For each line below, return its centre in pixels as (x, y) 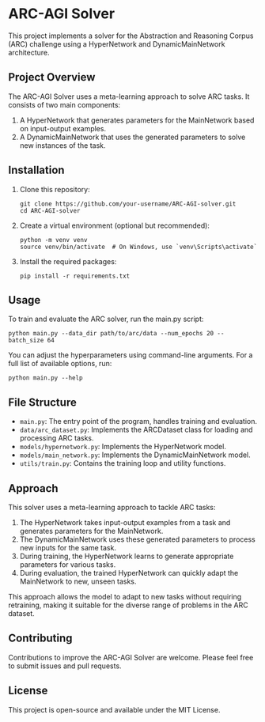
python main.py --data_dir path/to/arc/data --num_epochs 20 (111, 334)
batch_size (26, 341)
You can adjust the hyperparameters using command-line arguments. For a (131, 355)
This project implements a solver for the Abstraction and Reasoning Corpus (131, 36)
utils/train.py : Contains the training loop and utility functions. (123, 463)
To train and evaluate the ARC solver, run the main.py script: (106, 319)
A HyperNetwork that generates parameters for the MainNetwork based (137, 120)
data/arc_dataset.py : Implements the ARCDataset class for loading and (136, 430)
